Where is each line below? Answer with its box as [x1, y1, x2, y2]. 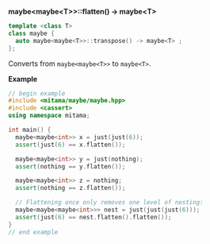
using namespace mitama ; [8, 111, 90, 120]
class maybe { [8, 29, 55, 37]
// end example [8, 228, 59, 236]
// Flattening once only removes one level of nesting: [15, 199, 204, 207]
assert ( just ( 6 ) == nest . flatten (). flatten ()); [15, 213, 172, 221]
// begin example [8, 89, 66, 98]
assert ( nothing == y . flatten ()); [15, 162, 126, 170]
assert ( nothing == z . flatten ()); [15, 184, 126, 192]
